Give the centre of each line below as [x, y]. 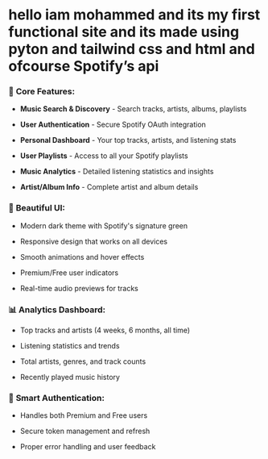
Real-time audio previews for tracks [79, 288]
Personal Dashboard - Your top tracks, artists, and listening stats [128, 140]
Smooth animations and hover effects [82, 257]
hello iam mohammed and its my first [134, 15]
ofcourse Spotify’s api [84, 67]
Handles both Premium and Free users [84, 415]
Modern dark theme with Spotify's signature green [104, 225]
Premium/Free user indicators [69, 273]
